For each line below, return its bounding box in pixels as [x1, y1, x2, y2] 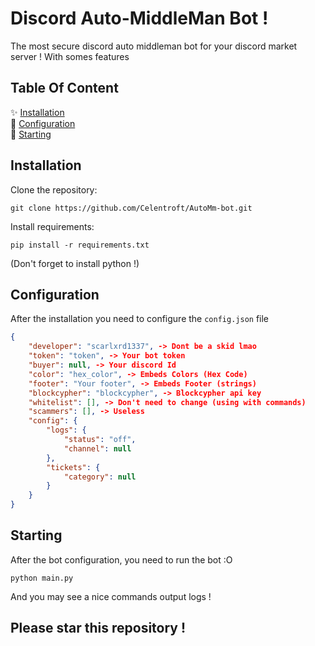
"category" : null [63, 472, 137, 482]
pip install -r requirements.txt [10, 240, 150, 250]
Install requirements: [10, 220, 95, 232]
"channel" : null [63, 443, 132, 454]
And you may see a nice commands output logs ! [10, 590, 212, 602]
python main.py [10, 573, 74, 583]
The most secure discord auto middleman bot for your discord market [10, 40, 298, 52]
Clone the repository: [10, 183, 98, 196]
